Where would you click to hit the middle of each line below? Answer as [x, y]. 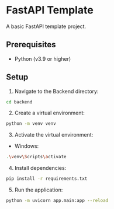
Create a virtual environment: [49, 113]
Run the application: [39, 190]
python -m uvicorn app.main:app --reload [57, 201]
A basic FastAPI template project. [46, 26]
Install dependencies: [40, 168]
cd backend [19, 102]
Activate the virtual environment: [54, 135]
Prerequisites [31, 45]
